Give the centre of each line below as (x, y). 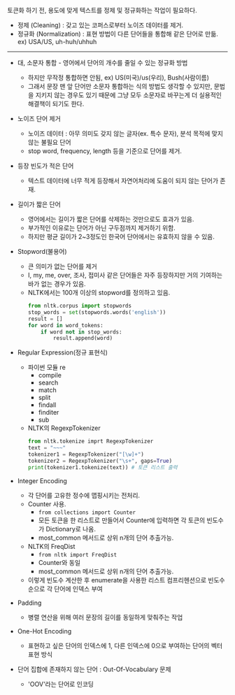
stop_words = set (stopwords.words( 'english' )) (97, 312)
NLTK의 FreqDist (51, 546)
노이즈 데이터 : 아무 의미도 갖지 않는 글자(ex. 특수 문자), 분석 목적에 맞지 (126, 134)
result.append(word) (83, 338)
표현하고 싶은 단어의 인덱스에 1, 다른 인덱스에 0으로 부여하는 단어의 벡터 (125, 645)
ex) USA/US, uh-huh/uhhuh (57, 42)
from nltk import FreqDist (78, 554)
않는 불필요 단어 (49, 142)
